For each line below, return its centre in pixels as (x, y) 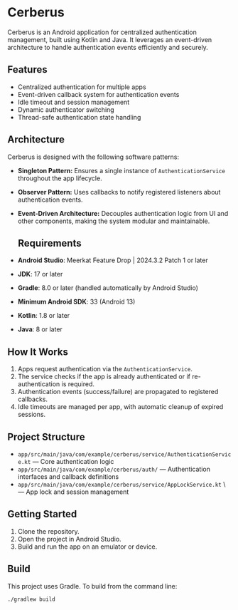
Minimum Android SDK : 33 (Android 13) (76, 302)
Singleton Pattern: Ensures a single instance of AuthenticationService (121, 170)
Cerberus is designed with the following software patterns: (93, 157)
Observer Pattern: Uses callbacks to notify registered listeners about (119, 192)
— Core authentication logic (73, 461)
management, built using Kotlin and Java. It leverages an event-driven (110, 39)
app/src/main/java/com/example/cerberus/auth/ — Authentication (114, 469)
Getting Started (42, 514)
